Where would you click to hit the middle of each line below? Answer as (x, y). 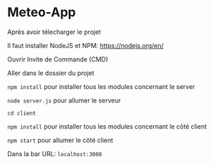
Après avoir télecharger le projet (54, 32)
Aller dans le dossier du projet (51, 73)
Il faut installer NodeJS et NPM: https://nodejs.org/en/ (86, 45)
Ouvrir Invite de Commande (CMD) (58, 59)
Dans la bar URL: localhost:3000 (55, 153)
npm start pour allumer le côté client (60, 140)
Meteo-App (42, 12)
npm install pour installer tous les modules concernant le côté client (107, 126)
